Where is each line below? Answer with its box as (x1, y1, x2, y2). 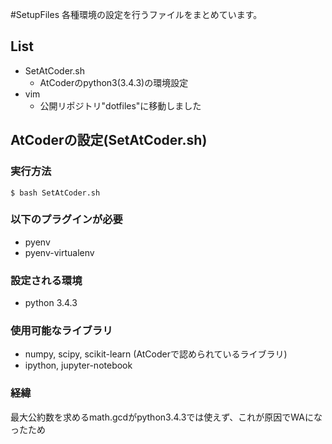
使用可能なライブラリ (10, 324, 113, 338)
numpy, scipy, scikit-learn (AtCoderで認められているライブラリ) (24, 348, 288, 360)
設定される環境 (10, 273, 83, 287)
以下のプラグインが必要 (10, 213, 123, 227)
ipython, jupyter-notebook (24, 359, 133, 372)
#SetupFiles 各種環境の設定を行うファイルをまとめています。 (10, 9, 263, 20)
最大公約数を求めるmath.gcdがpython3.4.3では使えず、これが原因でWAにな (10, 411, 323, 423)
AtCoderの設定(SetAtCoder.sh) (10, 132, 208, 149)
